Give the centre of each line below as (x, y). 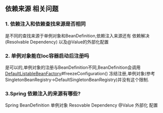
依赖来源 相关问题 (32, 9)
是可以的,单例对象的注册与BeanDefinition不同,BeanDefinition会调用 (73, 67)
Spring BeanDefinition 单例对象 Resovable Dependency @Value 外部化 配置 (81, 105)
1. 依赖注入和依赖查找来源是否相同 (46, 24)
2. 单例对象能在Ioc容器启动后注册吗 (47, 56)
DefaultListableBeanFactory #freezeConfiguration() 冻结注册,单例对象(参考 (80, 73)
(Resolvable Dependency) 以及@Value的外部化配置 (57, 42)
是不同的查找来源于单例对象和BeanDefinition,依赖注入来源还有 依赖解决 (77, 35)
